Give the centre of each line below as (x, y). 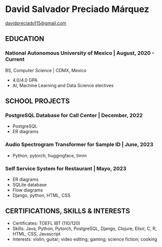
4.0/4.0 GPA (25, 80)
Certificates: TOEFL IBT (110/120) (46, 223)
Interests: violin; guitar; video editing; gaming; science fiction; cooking (85, 239)
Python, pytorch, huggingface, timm (49, 155)
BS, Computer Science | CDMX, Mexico (46, 70)
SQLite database (29, 184)
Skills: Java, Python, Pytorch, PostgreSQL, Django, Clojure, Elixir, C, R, (84, 228)
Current (15, 60)
